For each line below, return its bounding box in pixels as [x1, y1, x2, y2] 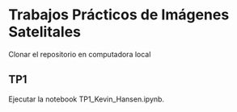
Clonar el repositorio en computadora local [8, 49, 151, 59]
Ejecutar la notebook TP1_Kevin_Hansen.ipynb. [8, 94, 164, 104]
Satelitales [8, 23, 82, 41]
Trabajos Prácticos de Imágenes [8, 6, 230, 24]
